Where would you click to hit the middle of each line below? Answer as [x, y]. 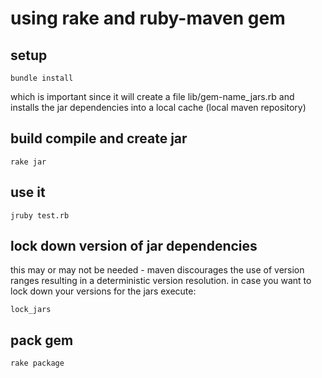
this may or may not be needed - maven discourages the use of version [157, 270]
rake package [37, 363]
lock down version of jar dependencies [134, 246]
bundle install [42, 78]
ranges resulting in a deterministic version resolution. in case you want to [161, 281]
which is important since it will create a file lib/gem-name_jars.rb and [152, 96]
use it [28, 192]
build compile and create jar [99, 138]
